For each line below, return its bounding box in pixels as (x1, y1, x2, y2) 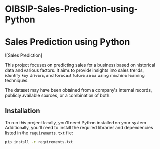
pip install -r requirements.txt (5, 139, 73, 144)
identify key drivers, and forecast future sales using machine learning (5, 73, 145, 78)
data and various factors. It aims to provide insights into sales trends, (5, 67, 144, 73)
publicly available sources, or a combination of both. (5, 92, 111, 99)
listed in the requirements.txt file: (5, 130, 73, 136)
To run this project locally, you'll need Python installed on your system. (5, 119, 148, 125)
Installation (5, 106, 40, 115)
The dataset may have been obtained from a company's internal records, (5, 87, 152, 93)
